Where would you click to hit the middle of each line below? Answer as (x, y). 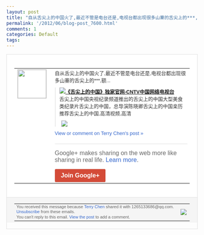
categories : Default (32, 35)
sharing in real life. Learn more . (97, 160)
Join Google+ (80, 175)
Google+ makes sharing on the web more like (116, 153)
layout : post (23, 12)
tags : (13, 40)
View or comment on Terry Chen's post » (99, 133)
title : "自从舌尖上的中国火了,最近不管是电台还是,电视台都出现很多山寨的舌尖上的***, (102, 18)
